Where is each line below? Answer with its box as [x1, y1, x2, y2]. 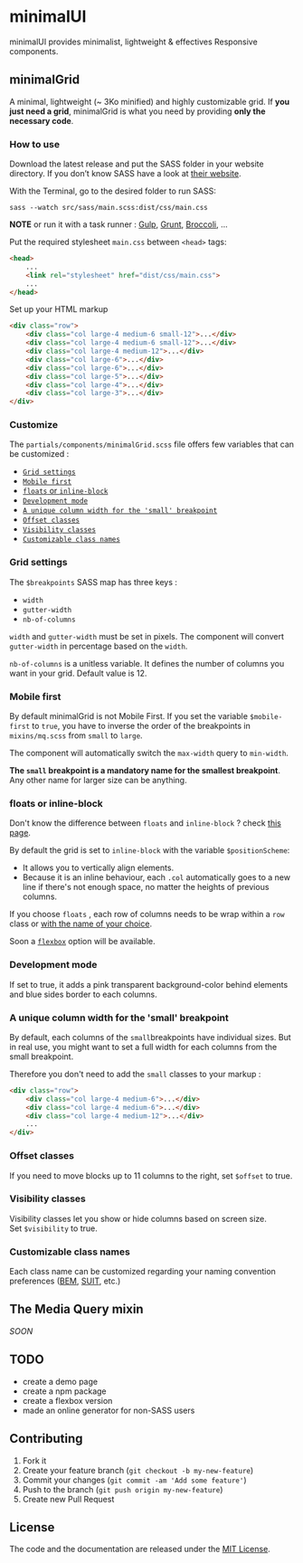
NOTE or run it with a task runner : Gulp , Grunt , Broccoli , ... [9, 219, 228, 230]
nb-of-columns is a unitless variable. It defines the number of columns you [9, 658, 285, 668]
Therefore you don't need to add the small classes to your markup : [9, 1068, 261, 1079]
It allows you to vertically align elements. [22, 862, 175, 874]
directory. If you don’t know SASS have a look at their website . [9, 168, 241, 179]
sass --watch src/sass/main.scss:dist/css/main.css [9, 204, 208, 213]
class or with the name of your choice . [9, 918, 152, 929]
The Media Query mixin [9, 1302, 144, 1317]
